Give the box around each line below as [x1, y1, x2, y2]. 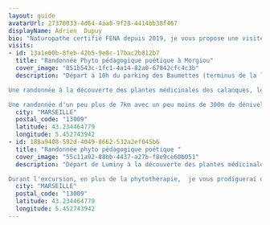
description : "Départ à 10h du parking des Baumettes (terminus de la [15, 72, 257, 80]
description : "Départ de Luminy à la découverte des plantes [15, 160, 225, 169]
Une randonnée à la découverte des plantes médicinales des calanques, [8, 86, 253, 94]
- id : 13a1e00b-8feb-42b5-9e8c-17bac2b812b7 [8, 49, 160, 57]
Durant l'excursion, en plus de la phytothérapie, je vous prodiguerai [8, 174, 257, 183]
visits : [8, 42, 35, 50]
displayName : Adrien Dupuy [8, 27, 103, 35]
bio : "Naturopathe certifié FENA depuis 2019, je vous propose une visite [8, 34, 264, 43]
